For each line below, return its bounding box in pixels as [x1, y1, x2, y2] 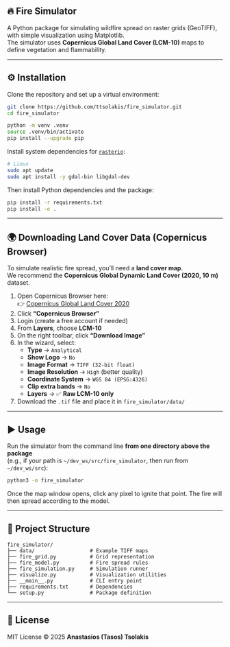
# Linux [7, 161, 29, 167]
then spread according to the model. [7, 497, 110, 505]
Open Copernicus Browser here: [16, 292, 108, 301]
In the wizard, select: [16, 339, 77, 347]
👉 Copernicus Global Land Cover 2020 [16, 300, 130, 308]
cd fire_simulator [7, 110, 60, 117]
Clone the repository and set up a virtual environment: [7, 90, 159, 98]
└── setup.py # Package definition [7, 589, 152, 596]
